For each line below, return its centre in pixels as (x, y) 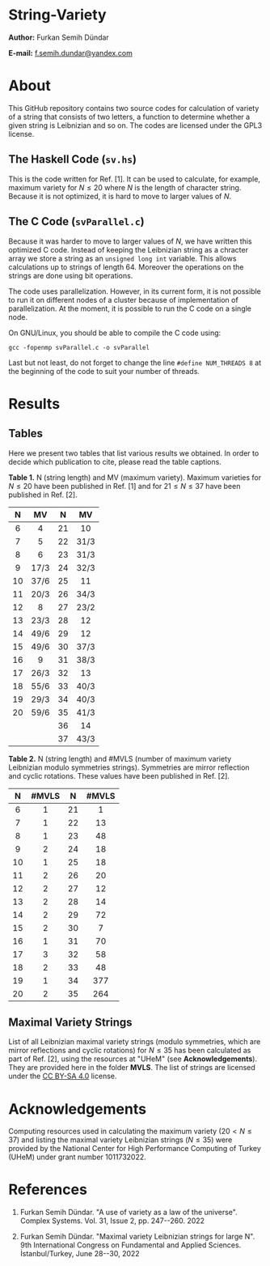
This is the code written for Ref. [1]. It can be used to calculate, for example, (135, 179)
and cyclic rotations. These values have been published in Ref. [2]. (119, 775)
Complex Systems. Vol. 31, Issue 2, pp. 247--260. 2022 (112, 1221)
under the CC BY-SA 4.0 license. (63, 1076)
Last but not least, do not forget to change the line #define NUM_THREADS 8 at (135, 363)
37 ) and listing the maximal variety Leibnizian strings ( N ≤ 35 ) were (120, 1140)
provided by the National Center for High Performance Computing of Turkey (135, 1149)
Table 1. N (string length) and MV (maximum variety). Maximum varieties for (135, 477)
